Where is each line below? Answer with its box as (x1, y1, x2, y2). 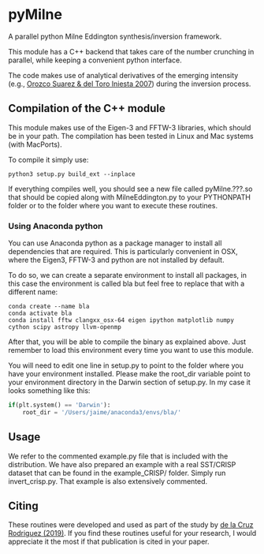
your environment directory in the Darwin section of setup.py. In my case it (8, 377, 251, 387)
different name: (8, 287, 58, 297)
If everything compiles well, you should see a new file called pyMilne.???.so (8, 184, 253, 193)
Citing (8, 500, 39, 512)
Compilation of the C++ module (8, 102, 165, 115)
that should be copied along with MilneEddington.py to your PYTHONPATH (8, 192, 251, 202)
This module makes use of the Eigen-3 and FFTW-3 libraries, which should (8, 122, 251, 132)
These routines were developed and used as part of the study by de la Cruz (8, 520, 254, 530)
